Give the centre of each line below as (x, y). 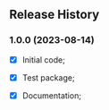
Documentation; (52, 95)
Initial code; (43, 59)
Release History (54, 15)
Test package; (48, 77)
